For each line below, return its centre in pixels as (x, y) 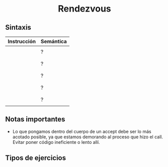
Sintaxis (18, 27)
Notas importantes (35, 119)
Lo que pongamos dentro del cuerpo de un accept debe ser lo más (82, 131)
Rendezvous (85, 9)
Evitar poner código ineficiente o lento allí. (56, 142)
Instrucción (22, 41)
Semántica (54, 41)
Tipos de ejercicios (36, 158)
